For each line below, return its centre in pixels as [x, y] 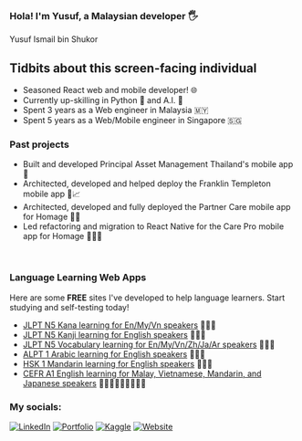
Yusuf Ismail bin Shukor [54, 39]
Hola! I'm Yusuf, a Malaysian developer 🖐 [104, 16]
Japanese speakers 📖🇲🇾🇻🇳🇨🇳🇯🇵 [84, 383]
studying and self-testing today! [69, 307]
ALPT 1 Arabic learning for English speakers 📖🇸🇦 [114, 354]
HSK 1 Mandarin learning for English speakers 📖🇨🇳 [117, 363]
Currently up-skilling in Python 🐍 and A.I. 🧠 [103, 100]
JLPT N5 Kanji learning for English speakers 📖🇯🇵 [115, 334]
